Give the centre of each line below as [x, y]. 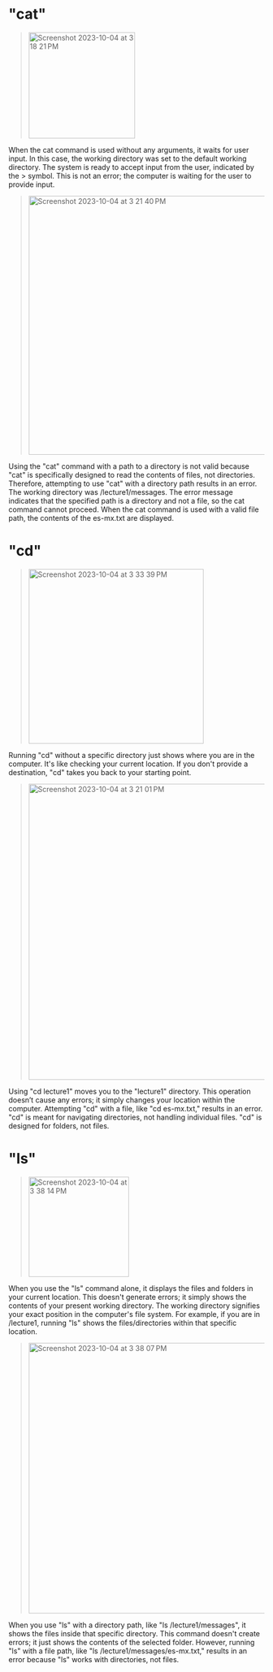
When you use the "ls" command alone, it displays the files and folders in [131, 1288]
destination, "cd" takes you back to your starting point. [100, 772]
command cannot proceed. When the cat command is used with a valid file [134, 509]
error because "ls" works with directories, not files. [94, 1659]
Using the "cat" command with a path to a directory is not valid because [129, 466]
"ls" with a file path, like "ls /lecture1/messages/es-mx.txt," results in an [128, 1651]
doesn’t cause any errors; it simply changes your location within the [122, 1100]
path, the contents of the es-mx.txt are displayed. [91, 518]
